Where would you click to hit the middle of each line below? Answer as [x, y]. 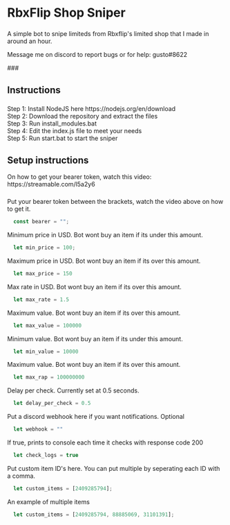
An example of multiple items [48, 501]
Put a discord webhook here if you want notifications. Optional [96, 417]
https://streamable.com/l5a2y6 [51, 184]
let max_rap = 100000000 [49, 377]
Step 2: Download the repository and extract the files [83, 117]
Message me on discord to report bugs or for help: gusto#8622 [97, 55]
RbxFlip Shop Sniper [66, 13]
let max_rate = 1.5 [41, 300]
